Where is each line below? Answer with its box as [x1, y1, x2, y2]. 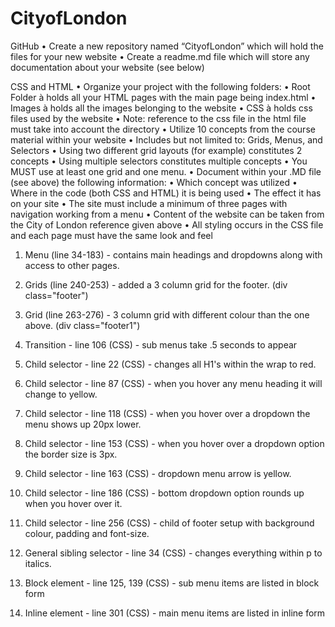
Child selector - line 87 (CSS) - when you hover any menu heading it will [24, 377, 323, 389]
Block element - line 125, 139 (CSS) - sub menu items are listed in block [24, 577, 320, 589]
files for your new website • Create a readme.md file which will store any [10, 50, 310, 62]
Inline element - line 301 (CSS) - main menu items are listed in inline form [24, 607, 326, 619]
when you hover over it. [24, 497, 123, 509]
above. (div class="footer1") [24, 319, 141, 331]
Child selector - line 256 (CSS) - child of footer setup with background [24, 517, 315, 529]
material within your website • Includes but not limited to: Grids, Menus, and [10, 133, 323, 146]
